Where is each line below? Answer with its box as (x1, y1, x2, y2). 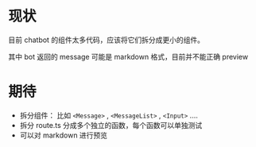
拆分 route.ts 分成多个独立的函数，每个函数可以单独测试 (19, 120, 203, 130)
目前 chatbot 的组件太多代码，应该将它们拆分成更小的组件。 (8, 35, 205, 44)
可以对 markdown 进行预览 (19, 130, 108, 140)
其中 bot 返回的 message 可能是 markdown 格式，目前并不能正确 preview (8, 52, 249, 61)
